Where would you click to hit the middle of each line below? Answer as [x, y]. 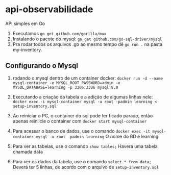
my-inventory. [27, 49]
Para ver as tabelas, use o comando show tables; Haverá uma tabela [85, 146]
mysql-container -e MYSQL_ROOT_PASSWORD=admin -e [67, 83]
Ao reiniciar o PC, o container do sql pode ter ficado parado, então [83, 115]
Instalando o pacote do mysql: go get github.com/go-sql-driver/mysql [87, 39]
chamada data [28, 152]
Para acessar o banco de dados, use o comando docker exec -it [81, 131]
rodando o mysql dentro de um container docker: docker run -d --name [88, 78]
